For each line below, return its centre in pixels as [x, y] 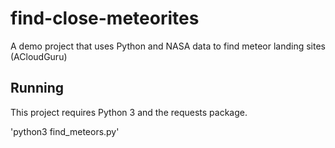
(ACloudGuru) [39, 56]
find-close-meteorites [105, 18]
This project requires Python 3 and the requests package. [129, 112]
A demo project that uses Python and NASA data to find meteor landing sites [168, 46]
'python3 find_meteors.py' [65, 131]
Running [37, 88]
